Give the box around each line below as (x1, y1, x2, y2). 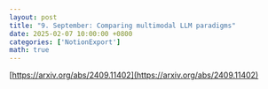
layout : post (9, 12, 58, 22)
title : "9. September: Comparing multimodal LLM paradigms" (9, 21, 237, 30)
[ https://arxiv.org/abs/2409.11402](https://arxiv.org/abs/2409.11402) (9, 70, 259, 80)
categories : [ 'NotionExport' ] (9, 37, 122, 47)
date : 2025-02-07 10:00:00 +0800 (9, 29, 133, 38)
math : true (9, 46, 50, 55)
